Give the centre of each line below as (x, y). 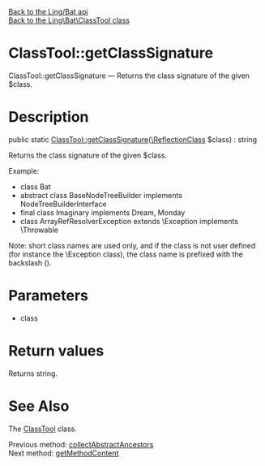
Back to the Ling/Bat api (48, 12)
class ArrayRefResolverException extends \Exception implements (129, 221)
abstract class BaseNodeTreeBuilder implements (101, 195)
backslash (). (30, 262)
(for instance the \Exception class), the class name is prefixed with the (126, 254)
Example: (24, 170)
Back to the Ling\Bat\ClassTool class (69, 20)
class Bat (35, 187)
